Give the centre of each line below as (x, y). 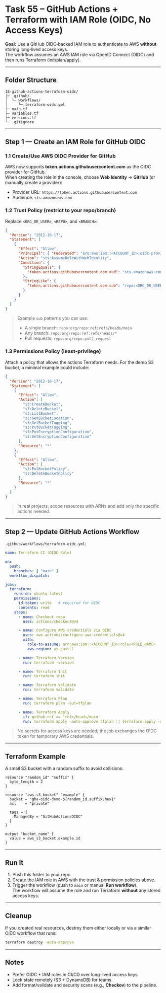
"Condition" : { (34, 263)
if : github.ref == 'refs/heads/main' (62, 717)
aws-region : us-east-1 (50, 649)
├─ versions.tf (21, 118)
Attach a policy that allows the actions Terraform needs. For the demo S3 (80, 362)
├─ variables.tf (22, 113)
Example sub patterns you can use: (53, 318)
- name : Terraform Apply (44, 712)
